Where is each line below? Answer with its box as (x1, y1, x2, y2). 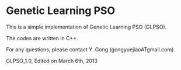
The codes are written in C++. (6, 34, 78, 41)
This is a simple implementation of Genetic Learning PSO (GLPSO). (6, 23, 167, 30)
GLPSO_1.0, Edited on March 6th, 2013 (6, 57, 98, 64)
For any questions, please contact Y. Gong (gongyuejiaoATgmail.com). (6, 45, 175, 53)
